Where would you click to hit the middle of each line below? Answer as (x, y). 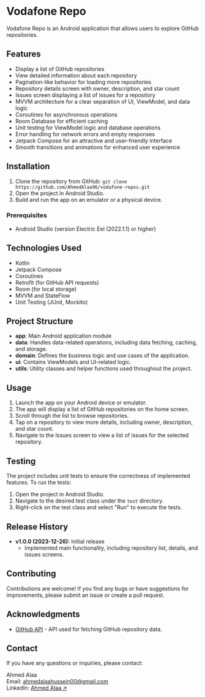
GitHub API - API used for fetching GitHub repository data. (88, 629)
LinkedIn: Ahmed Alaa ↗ (37, 688)
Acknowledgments (43, 614)
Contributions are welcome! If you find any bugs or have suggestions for (98, 588)
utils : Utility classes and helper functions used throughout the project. (103, 369)
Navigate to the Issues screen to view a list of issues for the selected (102, 435)
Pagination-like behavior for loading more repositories (83, 82)
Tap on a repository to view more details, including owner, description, (104, 422)
